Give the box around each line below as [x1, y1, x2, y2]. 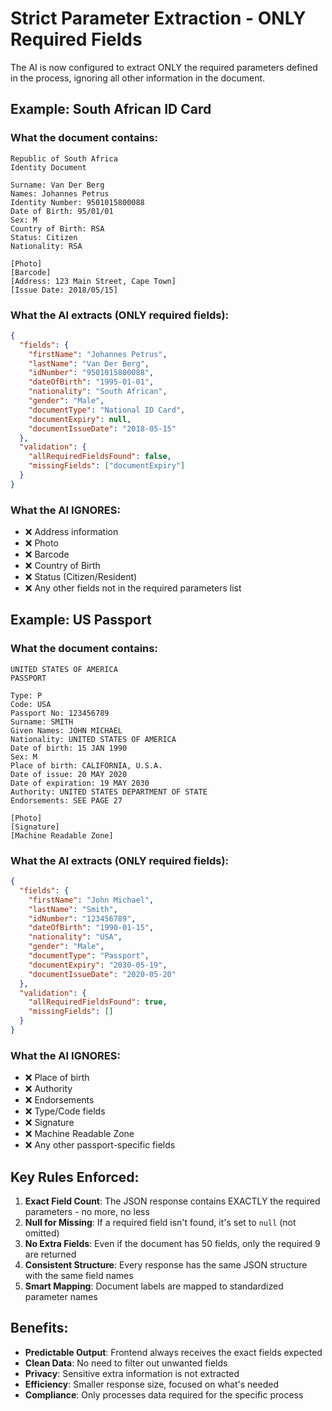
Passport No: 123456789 [10, 708, 110, 718]
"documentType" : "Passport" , [28, 951, 150, 961]
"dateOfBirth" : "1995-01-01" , [28, 377, 155, 387]
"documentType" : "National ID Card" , [28, 405, 186, 415]
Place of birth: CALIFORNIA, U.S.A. [10, 760, 163, 771]
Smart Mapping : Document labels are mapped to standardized [24, 1280, 284, 1292]
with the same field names [24, 1270, 134, 1282]
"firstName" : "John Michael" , [28, 895, 155, 905]
